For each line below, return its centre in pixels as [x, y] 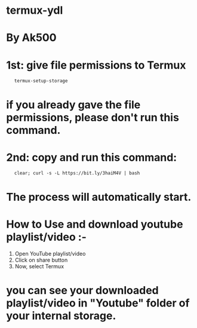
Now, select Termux [39, 266]
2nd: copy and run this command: [92, 157]
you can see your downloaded [83, 290]
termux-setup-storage [41, 81]
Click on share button [41, 260]
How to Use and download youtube [95, 224]
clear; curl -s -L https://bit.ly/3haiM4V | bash [77, 173]
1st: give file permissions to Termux [96, 65]
